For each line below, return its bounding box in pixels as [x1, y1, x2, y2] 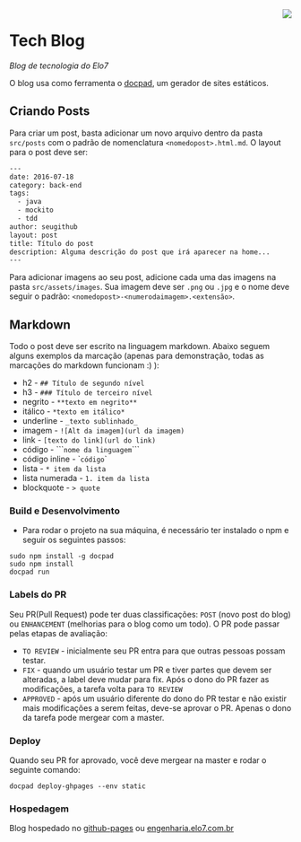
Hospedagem [9, 803, 70, 815]
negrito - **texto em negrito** [21, 397, 137, 408]
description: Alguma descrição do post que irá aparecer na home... [9, 247, 271, 257]
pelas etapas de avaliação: [9, 627, 107, 638]
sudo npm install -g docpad [9, 552, 115, 561]
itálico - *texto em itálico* [21, 406, 125, 417]
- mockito [17, 206, 54, 215]
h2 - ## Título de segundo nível [21, 377, 145, 389]
